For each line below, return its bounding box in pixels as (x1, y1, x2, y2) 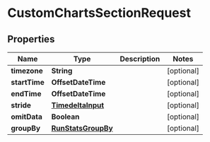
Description (119, 54, 161, 64)
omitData (11, 112, 42, 122)
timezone (11, 66, 44, 76)
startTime (11, 78, 45, 87)
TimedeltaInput (51, 100, 105, 110)
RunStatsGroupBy (51, 124, 113, 133)
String (51, 66, 73, 76)
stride (11, 100, 32, 110)
